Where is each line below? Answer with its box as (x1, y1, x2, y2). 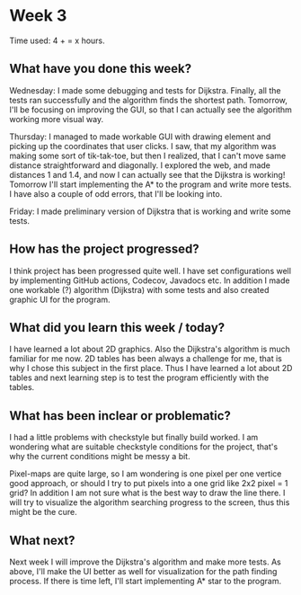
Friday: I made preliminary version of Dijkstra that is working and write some (9, 206, 291, 217)
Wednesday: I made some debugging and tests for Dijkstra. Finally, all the (9, 84, 281, 95)
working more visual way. (9, 113, 104, 124)
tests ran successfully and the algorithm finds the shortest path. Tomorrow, (9, 94, 288, 105)
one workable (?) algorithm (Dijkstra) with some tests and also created (9, 284, 270, 295)
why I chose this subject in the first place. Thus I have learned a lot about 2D (9, 363, 293, 374)
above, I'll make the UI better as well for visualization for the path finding (9, 566, 278, 576)
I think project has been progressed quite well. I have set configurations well (9, 265, 292, 276)
